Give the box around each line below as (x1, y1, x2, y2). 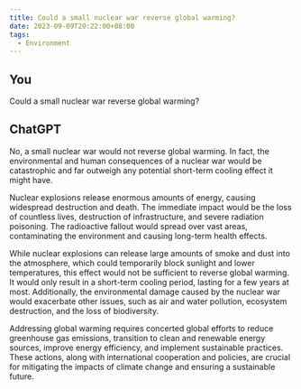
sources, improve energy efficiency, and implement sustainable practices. (9, 342, 284, 353)
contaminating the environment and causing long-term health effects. (9, 230, 268, 241)
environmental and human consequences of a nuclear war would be (9, 155, 262, 166)
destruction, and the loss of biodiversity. (9, 305, 160, 316)
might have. (9, 174, 53, 185)
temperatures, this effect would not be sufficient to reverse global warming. (9, 267, 290, 278)
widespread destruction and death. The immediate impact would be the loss (9, 201, 292, 212)
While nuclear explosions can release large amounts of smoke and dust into (9, 247, 291, 258)
